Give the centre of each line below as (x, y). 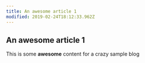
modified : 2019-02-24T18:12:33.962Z (50, 17)
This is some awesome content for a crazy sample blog (73, 54)
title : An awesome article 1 (41, 11)
